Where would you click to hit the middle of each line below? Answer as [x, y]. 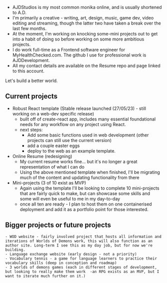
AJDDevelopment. [31, 60]
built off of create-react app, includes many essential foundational [88, 119]
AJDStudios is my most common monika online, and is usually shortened [87, 7]
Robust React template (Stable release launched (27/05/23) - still [79, 108]
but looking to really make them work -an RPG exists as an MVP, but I [82, 271]
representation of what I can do [52, 166]
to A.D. [19, 12]
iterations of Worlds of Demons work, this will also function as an [79, 241]
